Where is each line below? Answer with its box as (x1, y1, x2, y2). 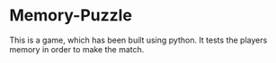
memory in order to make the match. (9, 43, 145, 54)
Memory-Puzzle (9, 5, 133, 26)
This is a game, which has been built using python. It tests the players (9, 35, 268, 45)
